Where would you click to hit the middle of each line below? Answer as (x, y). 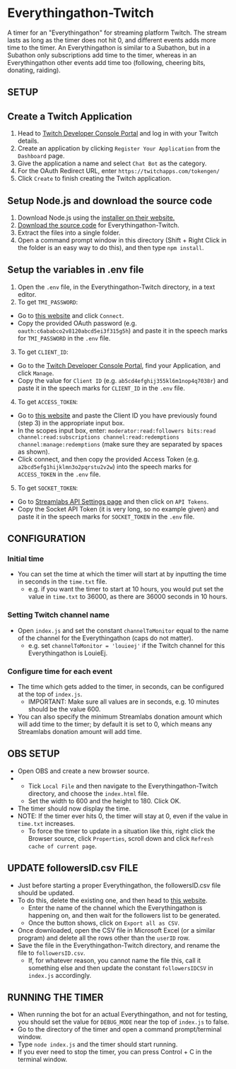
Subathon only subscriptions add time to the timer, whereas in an (102, 55)
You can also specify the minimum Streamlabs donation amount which (120, 717)
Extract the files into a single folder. (69, 232)
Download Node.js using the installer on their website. (96, 218)
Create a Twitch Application (70, 116)
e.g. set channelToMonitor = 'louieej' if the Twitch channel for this (126, 645)
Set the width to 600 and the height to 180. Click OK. (105, 801)
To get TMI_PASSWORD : (48, 302)
